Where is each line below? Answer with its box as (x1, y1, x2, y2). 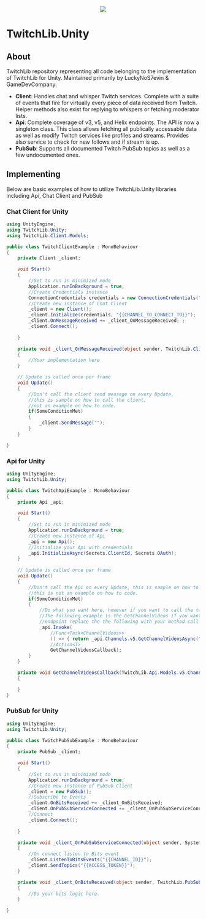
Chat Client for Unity (6, 207, 69, 216)
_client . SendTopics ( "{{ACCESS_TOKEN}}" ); (28, 862, 136, 869)
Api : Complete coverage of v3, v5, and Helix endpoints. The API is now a (15, 119, 199, 126)
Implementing (6, 169, 61, 179)
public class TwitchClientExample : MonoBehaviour (6, 243, 139, 250)
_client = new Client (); (28, 306, 92, 313)
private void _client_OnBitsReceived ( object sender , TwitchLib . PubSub (17, 879, 202, 885)
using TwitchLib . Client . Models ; (6, 232, 89, 239)
